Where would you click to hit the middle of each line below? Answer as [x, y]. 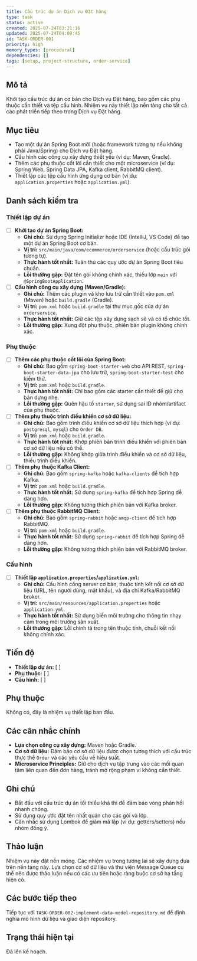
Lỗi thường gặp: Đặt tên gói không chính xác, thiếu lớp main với [100, 274]
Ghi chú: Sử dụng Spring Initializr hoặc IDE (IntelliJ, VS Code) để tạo [106, 237]
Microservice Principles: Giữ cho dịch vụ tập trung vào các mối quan [99, 764]
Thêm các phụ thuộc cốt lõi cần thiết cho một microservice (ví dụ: [95, 164]
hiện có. [16, 880]
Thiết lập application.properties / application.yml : [77, 577]
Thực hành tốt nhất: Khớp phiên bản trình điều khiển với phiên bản [105, 442]
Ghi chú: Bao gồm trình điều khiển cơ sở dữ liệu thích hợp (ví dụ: [102, 423]
